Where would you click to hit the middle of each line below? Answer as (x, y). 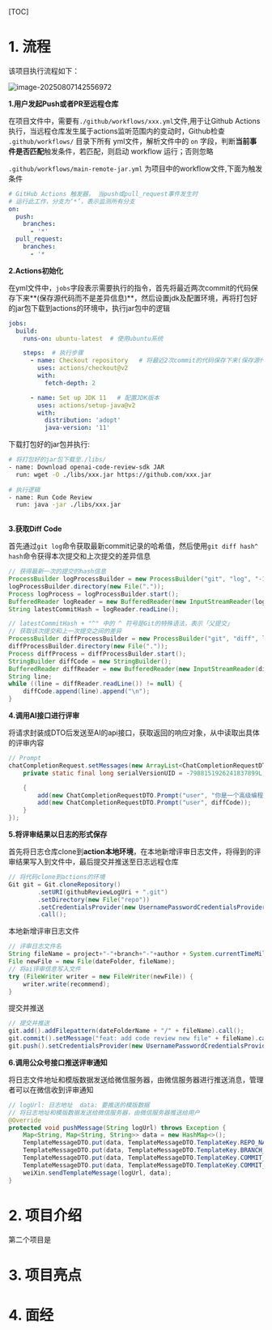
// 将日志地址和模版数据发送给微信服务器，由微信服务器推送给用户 (104, 1112)
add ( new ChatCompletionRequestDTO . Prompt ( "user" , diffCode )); (144, 803)
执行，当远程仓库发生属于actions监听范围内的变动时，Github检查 (117, 131)
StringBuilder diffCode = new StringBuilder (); (90, 661)
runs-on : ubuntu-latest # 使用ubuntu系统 (93, 338)
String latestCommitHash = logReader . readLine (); (94, 609)
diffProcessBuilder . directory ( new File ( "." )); (88, 647)
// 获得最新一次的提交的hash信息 (57, 572)
